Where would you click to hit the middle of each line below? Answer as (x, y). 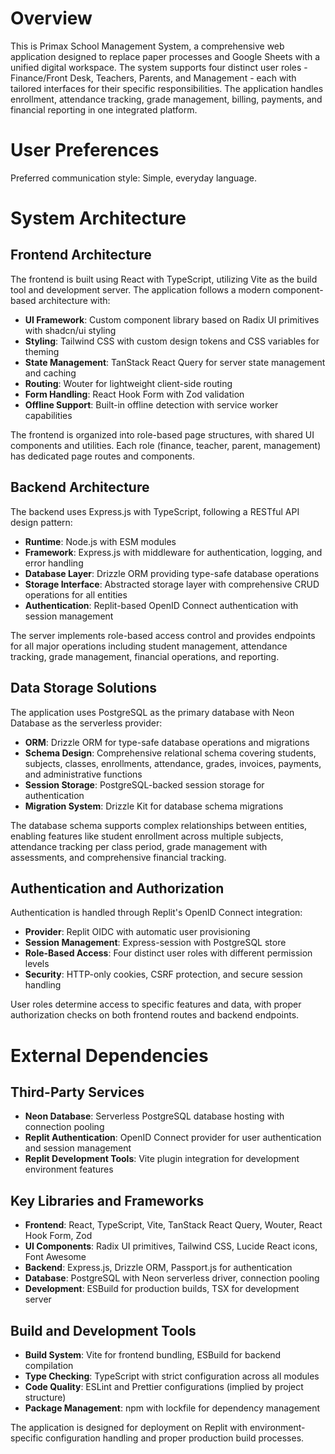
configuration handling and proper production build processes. (175, 1438)
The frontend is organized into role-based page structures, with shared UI (162, 434)
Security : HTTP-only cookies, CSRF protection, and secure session (163, 974)
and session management (78, 1148)
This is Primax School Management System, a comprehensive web (147, 46)
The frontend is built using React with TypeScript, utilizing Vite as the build (164, 279)
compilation (49, 1365)
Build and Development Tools (103, 1330)
